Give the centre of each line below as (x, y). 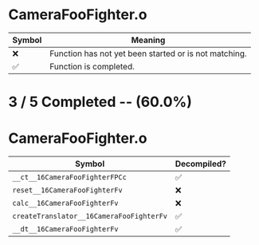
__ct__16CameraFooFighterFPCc (70, 178)
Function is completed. (92, 66)
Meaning (148, 40)
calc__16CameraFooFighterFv (65, 204)
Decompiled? (201, 164)
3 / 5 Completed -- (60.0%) (100, 102)
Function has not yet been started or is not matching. (148, 53)
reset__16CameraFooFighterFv (67, 190)
